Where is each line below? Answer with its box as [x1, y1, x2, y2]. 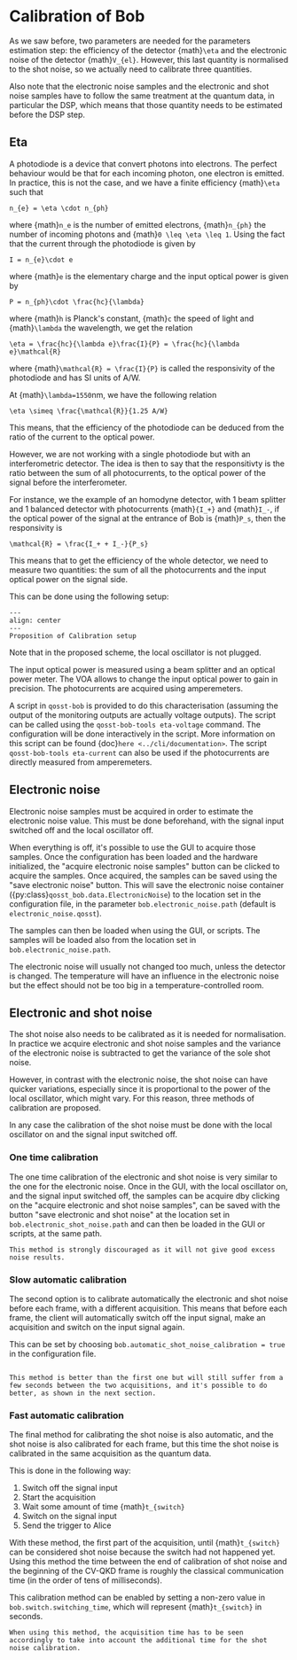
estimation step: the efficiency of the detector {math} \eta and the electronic [9, 44, 287, 55]
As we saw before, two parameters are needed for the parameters [9, 35, 251, 46]
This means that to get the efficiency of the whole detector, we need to [9, 555, 269, 565]
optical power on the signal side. [9, 573, 129, 584]
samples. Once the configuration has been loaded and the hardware [9, 851, 259, 861]
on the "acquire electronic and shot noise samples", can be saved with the [9, 1199, 281, 1211]
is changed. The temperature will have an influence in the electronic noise [9, 970, 279, 981]
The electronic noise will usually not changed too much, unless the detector [9, 961, 286, 971]
